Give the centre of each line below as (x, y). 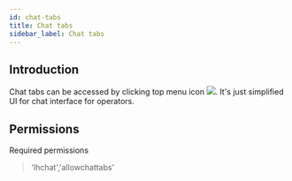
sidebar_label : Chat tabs (57, 34)
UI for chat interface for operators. (72, 102)
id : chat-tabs (35, 17)
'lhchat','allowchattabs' (73, 167)
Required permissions (49, 150)
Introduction (44, 69)
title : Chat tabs (41, 26)
